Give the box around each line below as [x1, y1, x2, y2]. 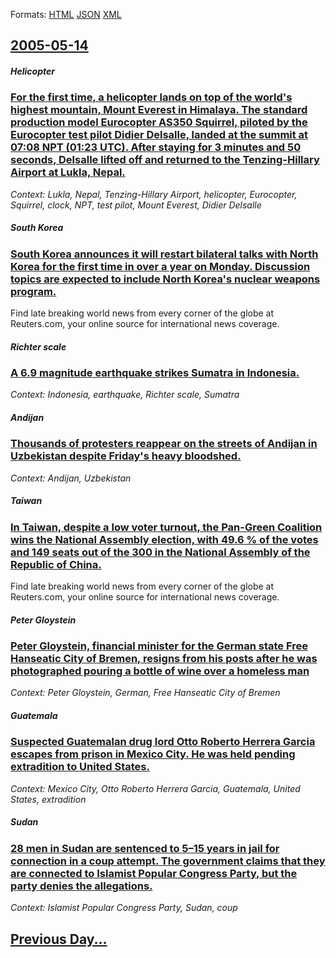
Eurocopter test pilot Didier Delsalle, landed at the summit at [10, 128, 309, 142]
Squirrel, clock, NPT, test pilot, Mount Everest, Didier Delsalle [10, 199, 262, 211]
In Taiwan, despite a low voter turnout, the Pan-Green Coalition [10, 520, 323, 534]
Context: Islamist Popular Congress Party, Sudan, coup [10, 902, 238, 914]
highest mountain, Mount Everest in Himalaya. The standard [10, 103, 308, 117]
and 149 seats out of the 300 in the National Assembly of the [10, 545, 311, 559]
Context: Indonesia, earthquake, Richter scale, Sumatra [10, 389, 240, 401]
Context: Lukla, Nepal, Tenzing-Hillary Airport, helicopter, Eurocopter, [10, 188, 298, 200]
